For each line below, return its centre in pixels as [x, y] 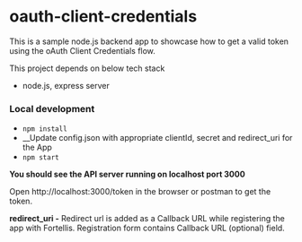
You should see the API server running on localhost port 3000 [127, 174]
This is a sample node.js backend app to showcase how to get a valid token [149, 41]
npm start [41, 158]
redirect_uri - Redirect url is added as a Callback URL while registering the [147, 219]
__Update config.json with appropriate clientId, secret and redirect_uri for [157, 138]
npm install [44, 129]
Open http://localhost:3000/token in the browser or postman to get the [140, 192]
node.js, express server [66, 85]
